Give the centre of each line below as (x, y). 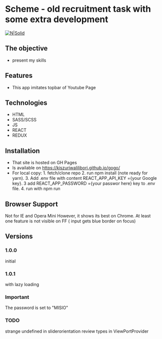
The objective (26, 48)
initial (10, 261)
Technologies (26, 103)
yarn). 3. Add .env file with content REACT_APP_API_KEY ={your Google (84, 178)
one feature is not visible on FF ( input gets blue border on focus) (71, 221)
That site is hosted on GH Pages (44, 163)
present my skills (29, 60)
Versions (19, 236)
